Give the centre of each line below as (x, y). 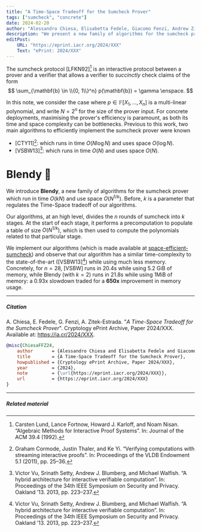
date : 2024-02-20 (28, 23)
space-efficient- (168, 248)
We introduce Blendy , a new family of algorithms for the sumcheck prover (98, 191)
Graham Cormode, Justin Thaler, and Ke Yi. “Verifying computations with (105, 449)
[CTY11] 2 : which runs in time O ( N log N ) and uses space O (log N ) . (95, 143)
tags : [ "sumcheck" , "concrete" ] (46, 17)
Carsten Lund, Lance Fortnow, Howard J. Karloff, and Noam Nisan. (97, 424)
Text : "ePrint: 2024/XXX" (49, 51)
